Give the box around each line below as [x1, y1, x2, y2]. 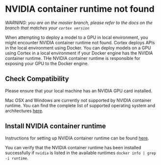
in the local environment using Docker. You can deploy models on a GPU [5, 45, 151, 51]
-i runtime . [5, 155, 28, 161]
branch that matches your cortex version [5, 25, 90, 30]
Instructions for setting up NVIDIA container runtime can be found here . [5, 135, 149, 141]
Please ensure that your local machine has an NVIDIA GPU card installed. [5, 87, 153, 94]
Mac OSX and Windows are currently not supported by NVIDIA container [5, 97, 152, 103]
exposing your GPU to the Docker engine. [5, 60, 89, 66]
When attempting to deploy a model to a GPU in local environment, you [5, 34, 148, 40]
